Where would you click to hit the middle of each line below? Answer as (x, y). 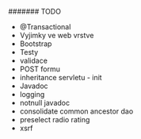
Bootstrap (36, 44)
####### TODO (35, 12)
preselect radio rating (55, 120)
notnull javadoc (44, 103)
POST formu (40, 69)
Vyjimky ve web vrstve (57, 35)
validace (33, 60)
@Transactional (45, 27)
